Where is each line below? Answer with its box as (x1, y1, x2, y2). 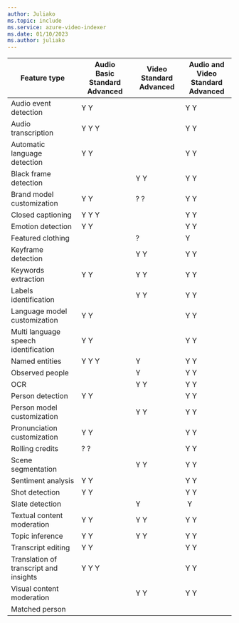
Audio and (188, 60, 225, 70)
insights (11, 572, 38, 582)
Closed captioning (11, 210, 73, 220)
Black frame (11, 169, 51, 179)
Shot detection (11, 487, 60, 497)
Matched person (11, 604, 66, 614)
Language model (11, 306, 68, 316)
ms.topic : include (7, 17, 62, 24)
